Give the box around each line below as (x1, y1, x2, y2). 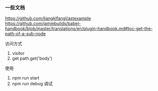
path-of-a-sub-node (5, 31, 46, 37)
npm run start (12, 75, 40, 81)
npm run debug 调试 (12, 81, 53, 87)
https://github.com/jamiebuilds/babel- (5, 21, 81, 26)
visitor (12, 51, 25, 56)
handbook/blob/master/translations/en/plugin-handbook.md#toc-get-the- (5, 26, 153, 32)
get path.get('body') (12, 55, 52, 61)
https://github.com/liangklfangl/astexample (5, 15, 91, 21)
